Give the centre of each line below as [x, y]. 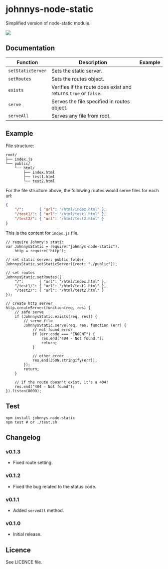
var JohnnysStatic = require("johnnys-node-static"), [63, 246]
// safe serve [29, 312]
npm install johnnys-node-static [40, 418]
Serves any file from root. [81, 116]
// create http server [29, 303]
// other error [48, 356]
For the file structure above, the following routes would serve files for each [82, 190]
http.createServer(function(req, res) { [48, 308]
